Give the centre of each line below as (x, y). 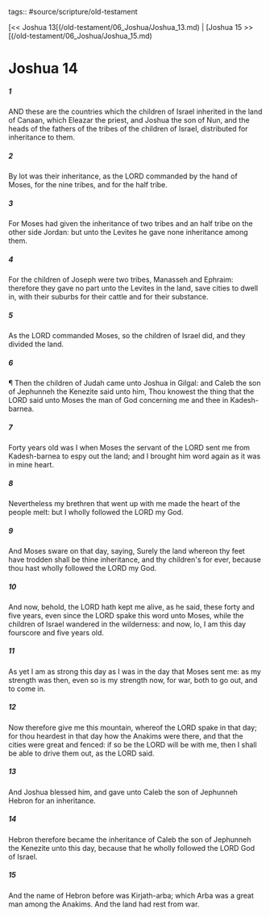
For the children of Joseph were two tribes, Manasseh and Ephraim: (121, 280)
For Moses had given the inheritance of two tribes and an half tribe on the (131, 224)
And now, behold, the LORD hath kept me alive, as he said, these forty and (132, 607)
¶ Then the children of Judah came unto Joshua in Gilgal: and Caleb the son (135, 383)
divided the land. (36, 344)
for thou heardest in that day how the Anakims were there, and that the (126, 736)
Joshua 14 (43, 69)
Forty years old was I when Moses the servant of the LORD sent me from (129, 447)
